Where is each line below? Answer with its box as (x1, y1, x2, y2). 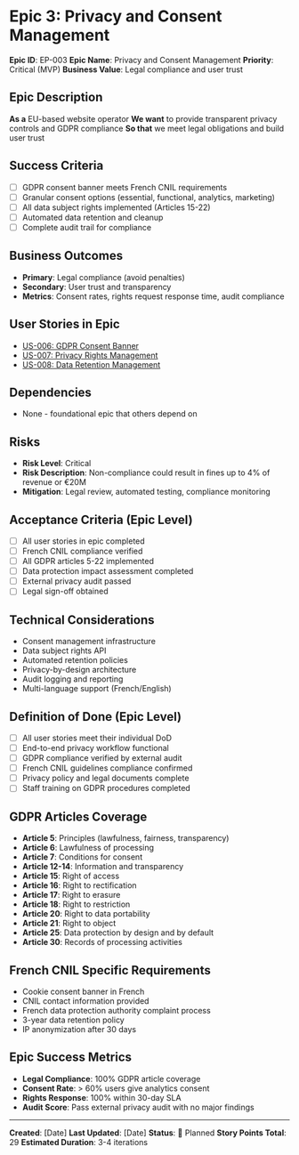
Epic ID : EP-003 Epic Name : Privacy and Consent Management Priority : (9, 54, 274, 65)
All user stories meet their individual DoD (21, 732, 172, 743)
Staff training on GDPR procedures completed (21, 783, 191, 794)
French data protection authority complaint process (21, 1005, 211, 1015)
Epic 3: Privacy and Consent (9, 6, 222, 27)
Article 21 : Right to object (21, 918, 117, 929)
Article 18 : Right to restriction (21, 899, 131, 909)
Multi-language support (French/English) (21, 683, 172, 694)
